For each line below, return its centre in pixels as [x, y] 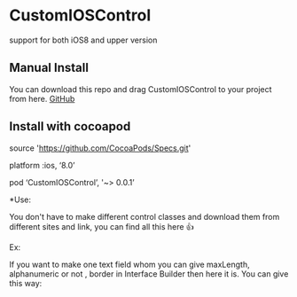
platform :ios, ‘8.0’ [42, 165]
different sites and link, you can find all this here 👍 [102, 226]
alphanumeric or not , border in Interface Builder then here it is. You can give [149, 274]
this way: [26, 283]
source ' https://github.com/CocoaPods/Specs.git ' [100, 148]
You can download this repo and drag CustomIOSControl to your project [141, 89]
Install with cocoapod [70, 126]
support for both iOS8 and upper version [83, 40]
